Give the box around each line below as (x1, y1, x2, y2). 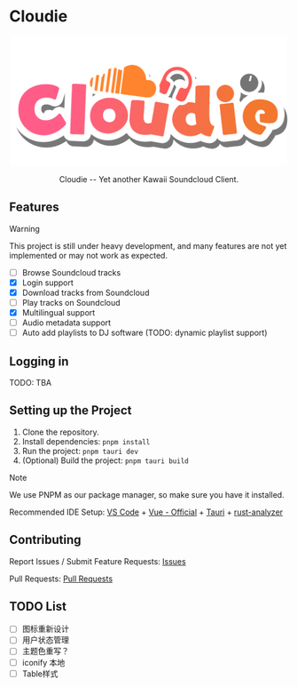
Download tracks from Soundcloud (21, 287, 150, 298)
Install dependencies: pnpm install (21, 435, 151, 446)
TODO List (9, 598, 66, 614)
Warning (9, 223, 40, 234)
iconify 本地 (21, 657, 66, 667)
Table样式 (21, 668, 59, 679)
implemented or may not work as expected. (9, 250, 168, 260)
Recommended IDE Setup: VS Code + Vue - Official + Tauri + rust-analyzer (9, 507, 284, 517)
